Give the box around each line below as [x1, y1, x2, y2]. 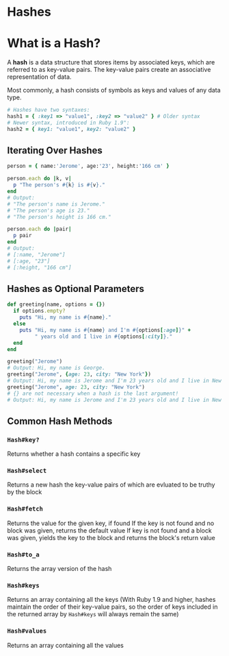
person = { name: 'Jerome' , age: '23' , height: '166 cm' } [7, 162, 170, 170]
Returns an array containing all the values [7, 641, 124, 649]
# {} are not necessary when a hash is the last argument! [7, 390, 179, 397]
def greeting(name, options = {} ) [7, 301, 106, 308]
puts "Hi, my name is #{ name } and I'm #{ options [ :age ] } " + [19, 326, 191, 333]
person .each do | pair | [7, 226, 72, 233]
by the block [7, 488, 42, 496]
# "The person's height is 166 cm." [7, 213, 111, 220]
